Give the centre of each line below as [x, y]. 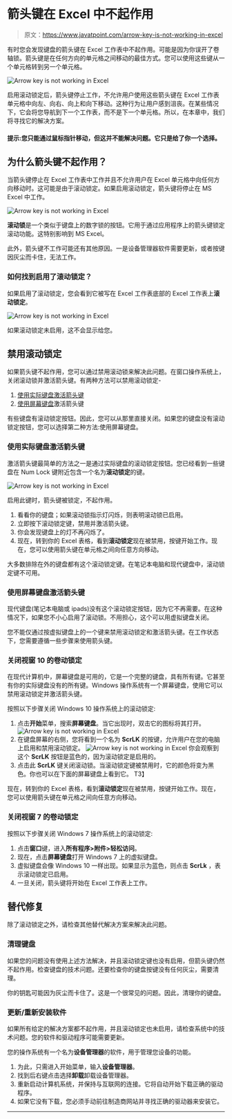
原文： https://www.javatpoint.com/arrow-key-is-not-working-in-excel [123, 35]
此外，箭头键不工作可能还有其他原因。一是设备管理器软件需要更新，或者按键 [116, 248]
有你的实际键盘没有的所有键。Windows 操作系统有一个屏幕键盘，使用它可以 [115, 685]
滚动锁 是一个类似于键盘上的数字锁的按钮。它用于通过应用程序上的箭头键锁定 [116, 225]
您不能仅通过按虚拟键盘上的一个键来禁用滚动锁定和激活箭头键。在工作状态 [113, 632]
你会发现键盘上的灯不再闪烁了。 [62, 532]
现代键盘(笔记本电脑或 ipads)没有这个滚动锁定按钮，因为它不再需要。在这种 [115, 609]
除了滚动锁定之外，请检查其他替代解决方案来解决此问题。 [89, 925]
